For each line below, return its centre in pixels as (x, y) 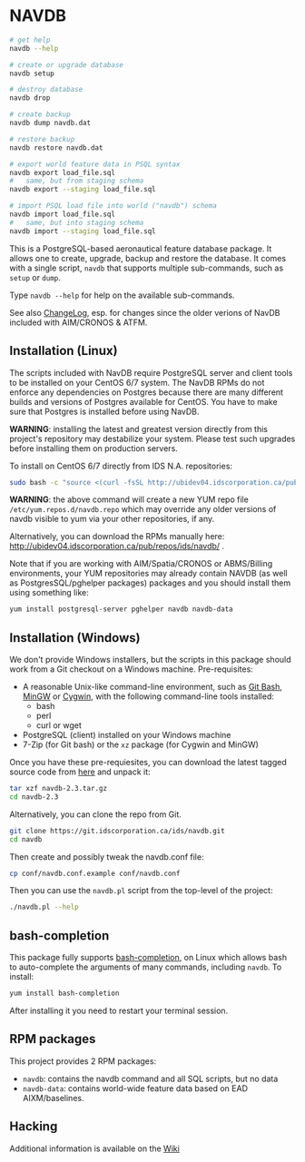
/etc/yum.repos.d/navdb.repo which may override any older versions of (143, 509)
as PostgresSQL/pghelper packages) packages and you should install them (150, 583)
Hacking (34, 1127)
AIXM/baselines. (53, 1098)
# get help (30, 40)
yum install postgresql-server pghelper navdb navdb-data (121, 609)
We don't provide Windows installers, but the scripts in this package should (151, 660)
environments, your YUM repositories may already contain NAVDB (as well (148, 574)
